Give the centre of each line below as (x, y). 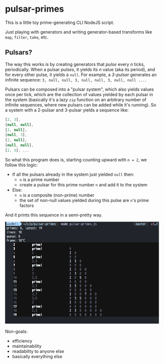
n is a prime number (39, 180)
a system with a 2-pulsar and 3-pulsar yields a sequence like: (67, 110)
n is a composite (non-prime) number (57, 195)
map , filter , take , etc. (27, 37)
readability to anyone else (38, 351)
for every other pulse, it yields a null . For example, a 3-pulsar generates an (81, 75)
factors (27, 205)
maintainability (27, 346)
